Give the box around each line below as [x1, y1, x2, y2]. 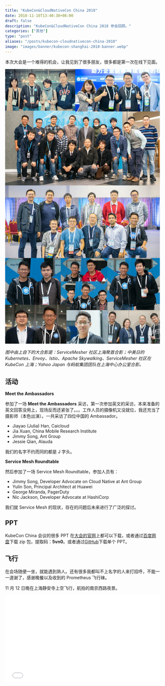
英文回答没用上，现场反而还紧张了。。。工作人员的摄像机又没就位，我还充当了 [5, 407, 160, 413]
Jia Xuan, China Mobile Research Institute [12, 428, 97, 434]
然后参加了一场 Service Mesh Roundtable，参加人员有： [5, 469, 119, 474]
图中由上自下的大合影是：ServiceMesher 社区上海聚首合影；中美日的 [5, 349, 145, 355]
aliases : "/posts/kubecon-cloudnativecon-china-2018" [5, 39, 118, 44]
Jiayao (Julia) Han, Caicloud [12, 423, 70, 429]
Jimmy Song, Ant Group [12, 433, 61, 439]
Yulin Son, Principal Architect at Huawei [12, 484, 93, 489]
